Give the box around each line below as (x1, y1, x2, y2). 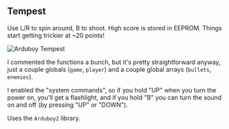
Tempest (7, 6, 46, 17)
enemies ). (7, 72, 33, 81)
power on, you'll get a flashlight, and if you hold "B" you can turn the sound (7, 93, 222, 101)
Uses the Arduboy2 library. (7, 114, 81, 122)
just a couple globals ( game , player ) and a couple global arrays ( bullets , (7, 65, 212, 73)
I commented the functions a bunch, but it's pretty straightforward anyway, (7, 58, 221, 66)
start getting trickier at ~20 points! (7, 31, 105, 39)
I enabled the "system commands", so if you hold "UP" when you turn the (7, 86, 217, 94)
